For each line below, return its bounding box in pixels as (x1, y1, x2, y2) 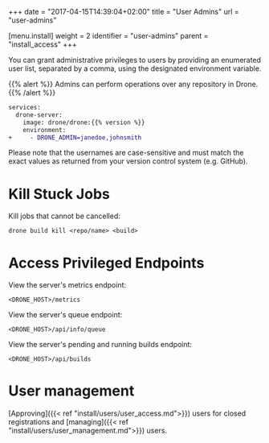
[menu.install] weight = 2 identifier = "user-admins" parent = (8, 31, 209, 40)
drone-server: (15, 110, 63, 119)
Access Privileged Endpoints (8, 254, 205, 272)
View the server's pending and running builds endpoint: (8, 340, 193, 350)
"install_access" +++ (8, 39, 78, 49)
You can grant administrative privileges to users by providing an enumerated (8, 56, 262, 64)
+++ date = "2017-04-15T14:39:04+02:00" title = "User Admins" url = (8, 7, 239, 16)
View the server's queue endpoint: (8, 310, 123, 320)
